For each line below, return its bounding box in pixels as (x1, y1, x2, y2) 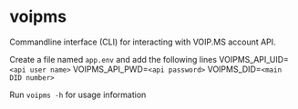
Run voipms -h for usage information (9, 89, 147, 100)
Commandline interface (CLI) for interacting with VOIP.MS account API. (9, 36, 276, 47)
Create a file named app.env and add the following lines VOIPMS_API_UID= (9, 54, 290, 64)
